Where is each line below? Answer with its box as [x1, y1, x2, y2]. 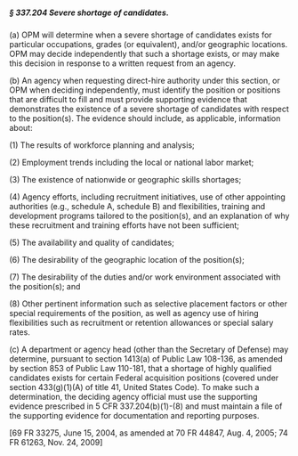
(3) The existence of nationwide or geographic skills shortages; [9, 174, 242, 184]
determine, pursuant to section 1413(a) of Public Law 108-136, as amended [9, 353, 283, 364]
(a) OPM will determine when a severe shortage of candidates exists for [9, 29, 273, 40]
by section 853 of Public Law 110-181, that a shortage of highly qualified [9, 362, 272, 373]
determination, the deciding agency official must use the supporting [9, 391, 258, 402]
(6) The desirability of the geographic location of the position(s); [9, 254, 245, 265]
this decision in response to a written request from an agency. [9, 58, 237, 69]
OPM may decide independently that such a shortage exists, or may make [9, 48, 280, 59]
